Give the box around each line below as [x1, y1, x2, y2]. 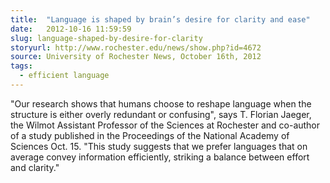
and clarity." [10, 161, 60, 173]
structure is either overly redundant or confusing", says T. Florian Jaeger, [10, 108, 312, 120]
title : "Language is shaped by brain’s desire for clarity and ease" [10, 14, 311, 25]
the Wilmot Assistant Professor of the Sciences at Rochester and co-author [10, 119, 321, 131]
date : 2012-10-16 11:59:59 [10, 24, 132, 34]
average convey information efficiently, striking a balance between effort [10, 151, 310, 163]
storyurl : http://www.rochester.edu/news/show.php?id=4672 [10, 42, 262, 53]
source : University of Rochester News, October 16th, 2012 [10, 52, 262, 62]
